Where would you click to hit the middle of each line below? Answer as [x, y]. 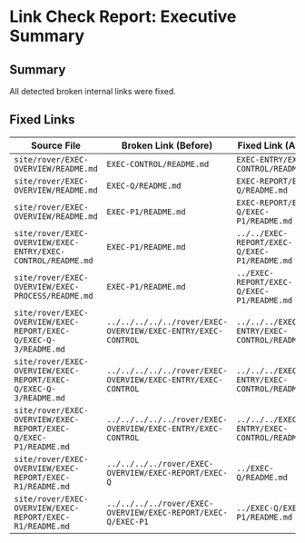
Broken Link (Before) [167, 145]
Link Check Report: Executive [123, 17]
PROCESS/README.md [54, 296]
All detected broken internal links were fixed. [93, 91]
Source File [56, 145]
